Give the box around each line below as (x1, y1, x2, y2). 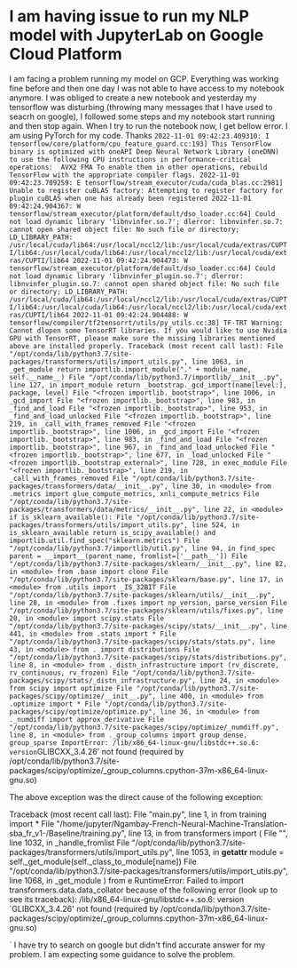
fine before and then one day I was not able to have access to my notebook (9, 83, 285, 93)
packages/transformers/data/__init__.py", (9, 482, 168, 491)
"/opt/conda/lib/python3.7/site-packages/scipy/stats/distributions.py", (9, 652, 288, 661)
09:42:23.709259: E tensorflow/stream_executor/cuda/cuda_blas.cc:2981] (9, 178, 284, 188)
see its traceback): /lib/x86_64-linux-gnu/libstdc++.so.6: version (9, 893, 245, 904)
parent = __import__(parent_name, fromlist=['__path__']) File (9, 551, 248, 561)
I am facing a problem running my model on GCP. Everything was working (9, 73, 279, 84)
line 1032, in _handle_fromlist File (9, 837, 130, 848)
